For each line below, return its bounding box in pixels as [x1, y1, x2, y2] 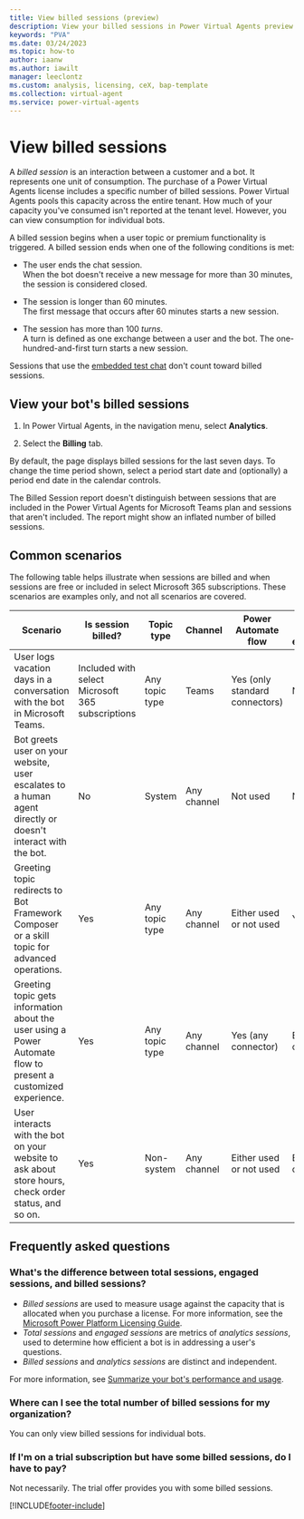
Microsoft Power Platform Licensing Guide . [22, 1317, 183, 1329]
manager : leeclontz [9, 73, 83, 82]
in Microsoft [14, 706, 65, 719]
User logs [14, 650, 55, 663]
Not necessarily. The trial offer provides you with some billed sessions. [9, 1483, 273, 1494]
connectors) [231, 696, 283, 708]
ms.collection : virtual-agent [9, 89, 124, 98]
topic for [14, 940, 50, 953]
